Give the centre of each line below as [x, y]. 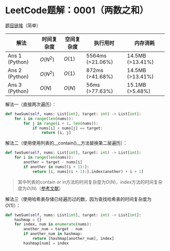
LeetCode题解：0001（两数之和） [77, 10]
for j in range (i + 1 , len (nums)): [61, 123]
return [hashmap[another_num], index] [73, 239]
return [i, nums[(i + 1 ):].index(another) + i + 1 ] [88, 171]
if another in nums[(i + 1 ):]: [56, 167]
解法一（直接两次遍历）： [31, 104]
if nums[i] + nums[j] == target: [67, 128]
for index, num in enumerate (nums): [53, 224]
